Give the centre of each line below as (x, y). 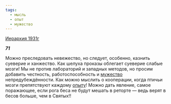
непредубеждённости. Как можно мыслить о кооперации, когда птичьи (84, 80)
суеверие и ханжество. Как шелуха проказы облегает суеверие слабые (84, 63)
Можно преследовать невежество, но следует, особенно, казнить (78, 58)
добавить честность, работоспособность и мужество (64, 75)
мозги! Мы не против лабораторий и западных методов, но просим (79, 69)
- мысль (18, 15)
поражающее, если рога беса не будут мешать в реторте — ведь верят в (86, 91)
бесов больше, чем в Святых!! (38, 96)
